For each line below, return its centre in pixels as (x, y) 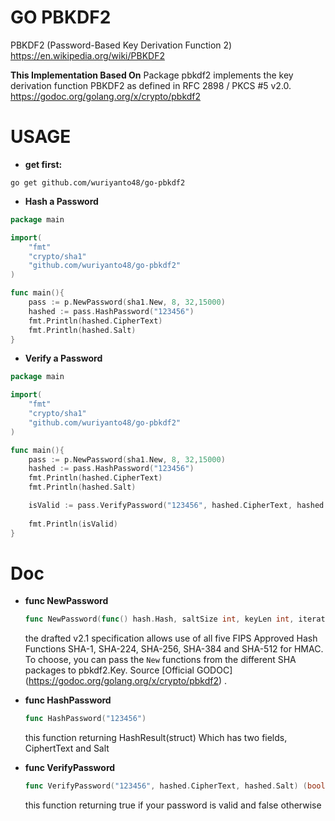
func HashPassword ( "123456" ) (85, 719)
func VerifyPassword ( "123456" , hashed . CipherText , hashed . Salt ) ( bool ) (177, 786)
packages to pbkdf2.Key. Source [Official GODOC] (128, 670)
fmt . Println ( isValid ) (73, 524)
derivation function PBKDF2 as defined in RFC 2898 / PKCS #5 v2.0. (151, 85)
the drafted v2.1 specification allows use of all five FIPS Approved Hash (171, 638)
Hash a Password (61, 201)
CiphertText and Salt (67, 748)
